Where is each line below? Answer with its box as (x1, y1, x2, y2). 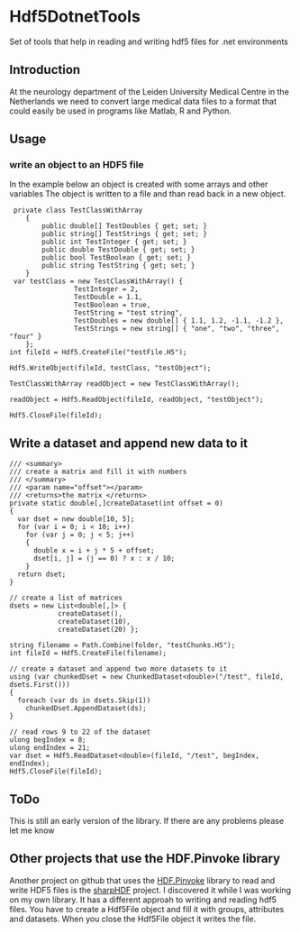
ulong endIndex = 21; (9, 744, 91, 753)
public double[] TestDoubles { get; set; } (41, 222, 207, 231)
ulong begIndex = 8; (9, 736, 87, 745)
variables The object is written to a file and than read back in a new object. (9, 188, 286, 199)
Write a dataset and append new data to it (9, 435, 249, 451)
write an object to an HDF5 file (9, 159, 144, 171)
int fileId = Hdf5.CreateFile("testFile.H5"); (9, 348, 187, 357)
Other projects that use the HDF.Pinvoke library (9, 851, 281, 866)
